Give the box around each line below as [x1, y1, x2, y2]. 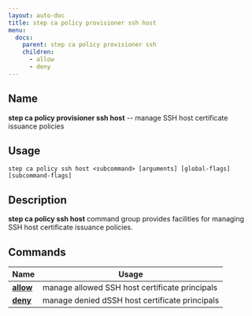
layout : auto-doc [8, 11, 65, 20]
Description [8, 193, 67, 206]
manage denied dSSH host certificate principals [42, 295, 220, 306]
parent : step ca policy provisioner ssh [22, 41, 157, 49]
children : [22, 48, 55, 56]
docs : [15, 33, 34, 42]
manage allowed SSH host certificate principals [42, 282, 218, 292]
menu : [8, 26, 26, 34]
